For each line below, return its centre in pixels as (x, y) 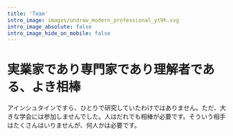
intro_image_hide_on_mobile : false (59, 33)
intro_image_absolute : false (50, 27)
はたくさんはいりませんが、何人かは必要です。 (74, 126)
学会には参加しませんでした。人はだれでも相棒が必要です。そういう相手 (122, 116)
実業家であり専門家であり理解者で (105, 70)
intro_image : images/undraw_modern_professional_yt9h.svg (93, 20)
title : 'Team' (28, 14)
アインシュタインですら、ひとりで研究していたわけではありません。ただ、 (114, 108)
